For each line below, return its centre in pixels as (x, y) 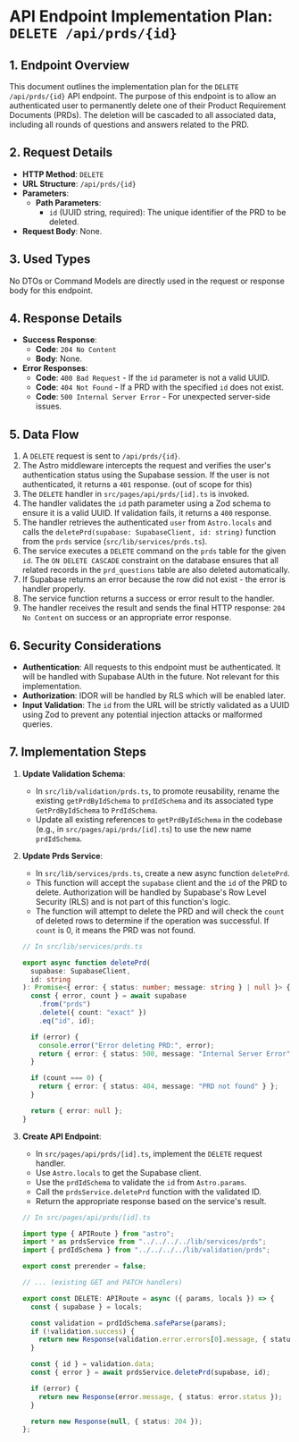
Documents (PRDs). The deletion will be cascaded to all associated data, (143, 115)
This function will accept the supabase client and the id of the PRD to (161, 882)
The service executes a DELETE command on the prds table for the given (154, 551)
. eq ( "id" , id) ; (67, 1021)
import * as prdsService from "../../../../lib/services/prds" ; (144, 1242)
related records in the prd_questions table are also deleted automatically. (156, 570)
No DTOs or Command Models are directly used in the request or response (147, 281)
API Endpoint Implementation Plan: (141, 17)
